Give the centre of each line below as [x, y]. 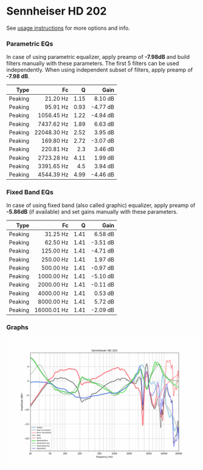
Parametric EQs [30, 44]
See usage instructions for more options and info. [68, 28]
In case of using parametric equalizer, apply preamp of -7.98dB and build [98, 57]
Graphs [17, 327]
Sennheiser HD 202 [57, 11]
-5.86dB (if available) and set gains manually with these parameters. [92, 212]
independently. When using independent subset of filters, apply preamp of [100, 70]
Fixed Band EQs [30, 192]
